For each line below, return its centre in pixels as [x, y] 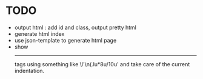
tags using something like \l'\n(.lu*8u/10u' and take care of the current [102, 64]
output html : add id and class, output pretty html [75, 27]
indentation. [29, 70]
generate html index [39, 33]
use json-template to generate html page [65, 40]
